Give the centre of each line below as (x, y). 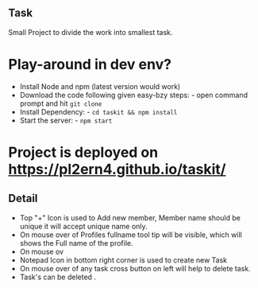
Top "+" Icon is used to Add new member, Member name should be (130, 217)
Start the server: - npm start (66, 120)
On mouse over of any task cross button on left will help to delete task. (135, 268)
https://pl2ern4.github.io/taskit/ (117, 169)
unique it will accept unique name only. (84, 226)
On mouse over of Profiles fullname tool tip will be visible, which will (131, 235)
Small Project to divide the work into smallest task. (90, 32)
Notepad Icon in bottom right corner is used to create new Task (123, 260)
